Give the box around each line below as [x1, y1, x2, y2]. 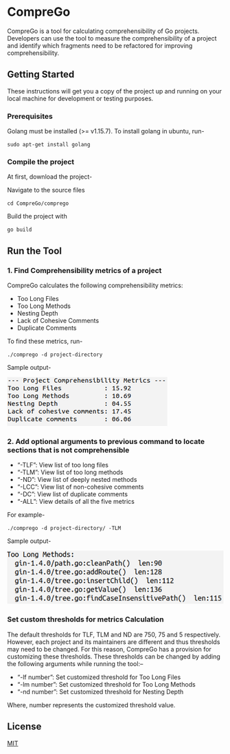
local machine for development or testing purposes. [7, 94, 154, 102]
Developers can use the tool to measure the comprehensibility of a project [7, 34, 218, 42]
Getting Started [7, 69, 75, 80]
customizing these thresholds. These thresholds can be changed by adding [7, 652, 221, 661]
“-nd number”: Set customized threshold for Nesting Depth [16, 687, 184, 696]
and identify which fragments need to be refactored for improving [7, 41, 193, 49]
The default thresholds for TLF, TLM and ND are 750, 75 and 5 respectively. [7, 630, 221, 639]
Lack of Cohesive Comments [16, 317, 100, 325]
